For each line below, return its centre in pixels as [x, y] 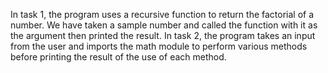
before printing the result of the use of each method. [118, 57]
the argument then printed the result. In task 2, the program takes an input [163, 35]
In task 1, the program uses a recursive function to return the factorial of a [162, 14]
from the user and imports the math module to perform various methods [159, 46]
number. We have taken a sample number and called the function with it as [164, 25]
